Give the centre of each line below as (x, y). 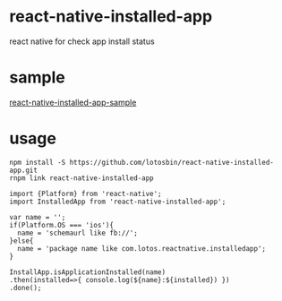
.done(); (26, 288)
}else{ (21, 241)
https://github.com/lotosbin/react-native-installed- (172, 162)
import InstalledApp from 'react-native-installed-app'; (118, 202)
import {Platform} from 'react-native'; (86, 193)
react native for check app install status (82, 41)
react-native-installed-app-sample (73, 102)
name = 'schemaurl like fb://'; (78, 233)
